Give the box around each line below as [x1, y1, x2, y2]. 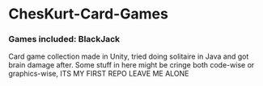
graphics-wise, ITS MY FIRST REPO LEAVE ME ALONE [8, 69, 189, 79]
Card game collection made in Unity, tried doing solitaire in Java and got [8, 51, 249, 61]
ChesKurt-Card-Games [8, 5, 168, 23]
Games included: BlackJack [8, 34, 121, 45]
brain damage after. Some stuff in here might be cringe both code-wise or [8, 60, 255, 70]
